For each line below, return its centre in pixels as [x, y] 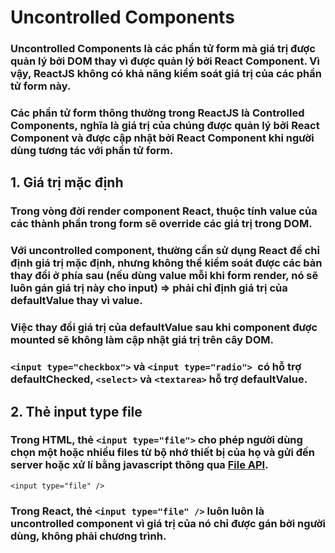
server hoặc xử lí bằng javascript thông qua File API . [139, 465]
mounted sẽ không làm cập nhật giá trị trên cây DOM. [142, 340]
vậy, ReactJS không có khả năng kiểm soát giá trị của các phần [166, 74]
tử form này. [41, 86]
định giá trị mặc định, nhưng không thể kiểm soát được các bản [166, 263]
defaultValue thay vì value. [76, 301]
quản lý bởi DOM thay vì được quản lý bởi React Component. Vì [165, 61]
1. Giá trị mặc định [67, 182]
